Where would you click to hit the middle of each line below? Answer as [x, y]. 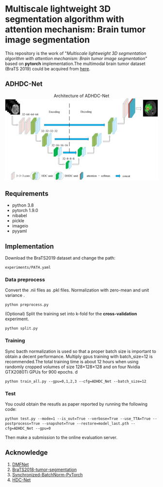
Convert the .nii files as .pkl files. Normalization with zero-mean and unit [77, 290]
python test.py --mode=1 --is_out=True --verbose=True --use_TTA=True [78, 419]
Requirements [27, 193]
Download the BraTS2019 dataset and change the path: [60, 258]
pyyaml [19, 231]
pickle [18, 221]
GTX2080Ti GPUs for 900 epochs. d [41, 372]
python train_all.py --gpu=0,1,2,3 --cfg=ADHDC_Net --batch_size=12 [76, 381]
